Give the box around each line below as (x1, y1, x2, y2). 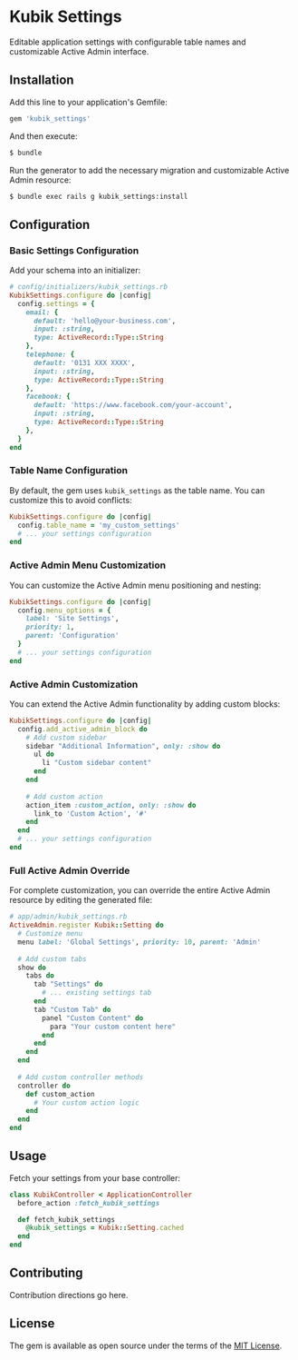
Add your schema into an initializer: (9, 265, 141, 276)
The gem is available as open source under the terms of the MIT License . (9, 1340, 283, 1351)
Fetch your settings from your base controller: (9, 1172, 181, 1183)
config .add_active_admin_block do (17, 724, 148, 733)
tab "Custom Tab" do (33, 1005, 111, 1014)
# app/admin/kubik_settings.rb (9, 912, 128, 921)
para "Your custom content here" (49, 1022, 177, 1031)
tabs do (25, 971, 54, 980)
